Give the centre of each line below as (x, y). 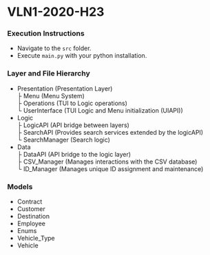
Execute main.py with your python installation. (82, 56)
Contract (30, 202)
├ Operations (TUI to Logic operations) (72, 103)
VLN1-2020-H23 (56, 12)
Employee (31, 223)
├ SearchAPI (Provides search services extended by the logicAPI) (110, 132)
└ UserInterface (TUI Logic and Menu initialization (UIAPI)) (100, 110)
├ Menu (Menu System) (51, 96)
